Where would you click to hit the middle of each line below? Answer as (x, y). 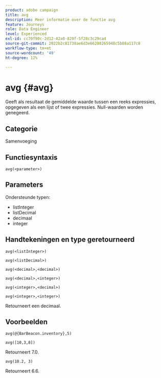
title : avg (17, 15)
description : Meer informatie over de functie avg (60, 19)
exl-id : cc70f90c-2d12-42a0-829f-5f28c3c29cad (56, 39)
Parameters (24, 185)
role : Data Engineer (27, 29)
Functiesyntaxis (31, 157)
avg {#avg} (29, 87)
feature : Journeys (25, 24)
